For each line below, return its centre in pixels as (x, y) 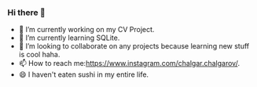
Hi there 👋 (27, 13)
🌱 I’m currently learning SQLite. (69, 38)
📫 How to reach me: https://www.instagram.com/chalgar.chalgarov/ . (129, 63)
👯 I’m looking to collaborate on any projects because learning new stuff (134, 46)
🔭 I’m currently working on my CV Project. (86, 30)
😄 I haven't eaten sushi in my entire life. (84, 74)
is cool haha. (39, 55)
